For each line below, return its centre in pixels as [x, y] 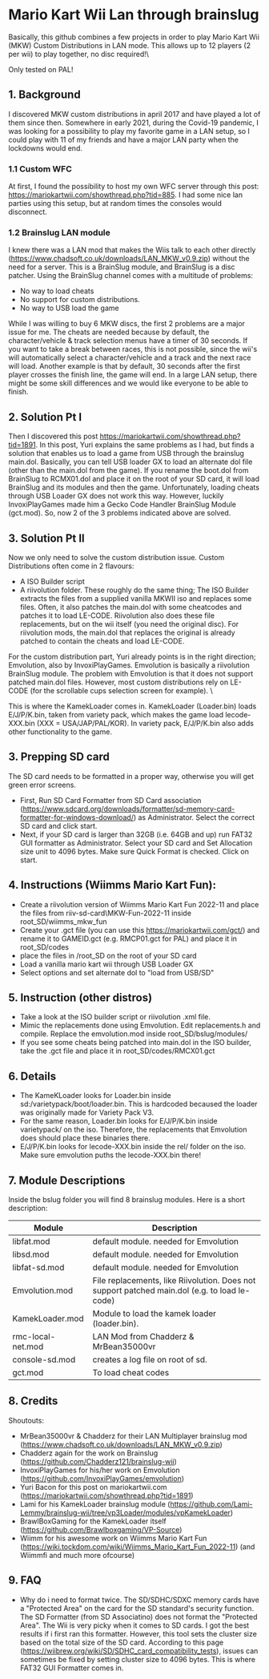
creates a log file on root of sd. [150, 1360]
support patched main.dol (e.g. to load [165, 1290]
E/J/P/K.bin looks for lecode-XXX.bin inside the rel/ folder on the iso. [133, 1147]
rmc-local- [34, 1337]
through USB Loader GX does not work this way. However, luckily [116, 496]
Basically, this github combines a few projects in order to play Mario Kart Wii [134, 37]
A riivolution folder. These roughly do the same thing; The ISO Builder [134, 590]
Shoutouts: [26, 1420]
